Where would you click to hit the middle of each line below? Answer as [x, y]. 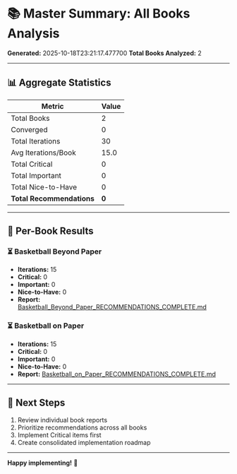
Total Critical [32, 164]
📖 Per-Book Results [50, 231]
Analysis [34, 34]
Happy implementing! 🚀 [43, 463]
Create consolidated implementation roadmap [84, 442]
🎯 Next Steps [36, 403]
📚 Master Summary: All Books [99, 14]
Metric [53, 106]
